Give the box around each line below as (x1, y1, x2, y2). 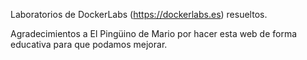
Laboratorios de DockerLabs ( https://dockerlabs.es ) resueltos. (10, 9, 268, 20)
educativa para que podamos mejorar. (10, 39, 168, 50)
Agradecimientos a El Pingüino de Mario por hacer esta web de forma (10, 28, 298, 39)
